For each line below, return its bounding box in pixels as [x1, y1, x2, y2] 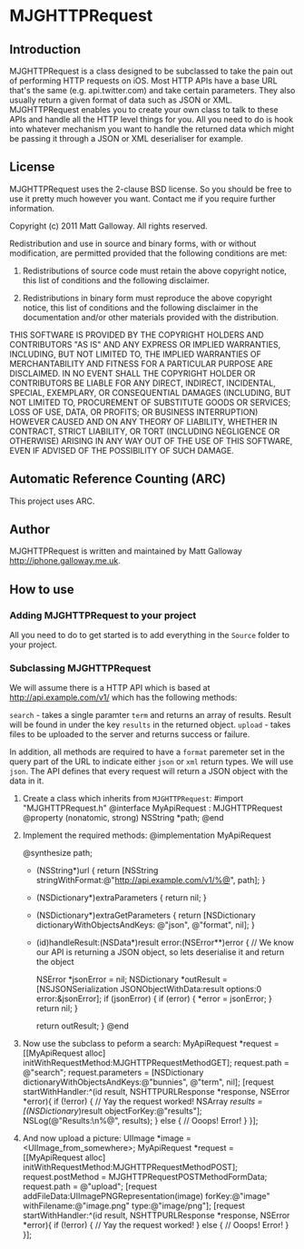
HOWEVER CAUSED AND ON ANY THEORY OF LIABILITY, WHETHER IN [9, 416, 279, 427]
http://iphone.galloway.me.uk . [9, 556, 121, 566]
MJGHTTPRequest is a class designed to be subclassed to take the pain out [9, 65, 293, 76]
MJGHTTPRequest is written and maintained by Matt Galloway [9, 546, 242, 556]
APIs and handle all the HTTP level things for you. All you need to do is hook [9, 114, 293, 124]
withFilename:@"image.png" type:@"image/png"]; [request [22, 1200, 245, 1212]
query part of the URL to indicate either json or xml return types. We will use [9, 756, 294, 767]
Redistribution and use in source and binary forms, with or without [9, 238, 257, 249]
